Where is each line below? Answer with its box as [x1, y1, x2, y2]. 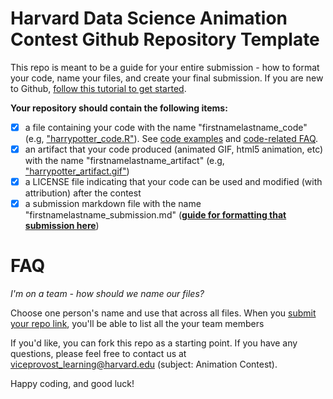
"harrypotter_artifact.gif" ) [24, 165, 130, 177]
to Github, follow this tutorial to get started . [10, 82, 187, 94]
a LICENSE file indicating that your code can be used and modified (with [24, 176, 323, 188]
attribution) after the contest [24, 187, 142, 199]
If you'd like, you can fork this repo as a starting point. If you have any [10, 337, 298, 349]
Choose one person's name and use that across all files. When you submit [10, 307, 317, 319]
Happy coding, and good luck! [10, 378, 135, 390]
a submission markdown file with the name [24, 198, 202, 210]
